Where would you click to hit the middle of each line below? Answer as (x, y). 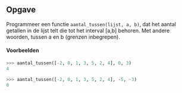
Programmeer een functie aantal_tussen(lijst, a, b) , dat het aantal (91, 24)
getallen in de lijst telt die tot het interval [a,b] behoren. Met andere (88, 30)
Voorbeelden (23, 51)
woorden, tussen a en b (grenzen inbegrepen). (63, 37)
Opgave (21, 10)
